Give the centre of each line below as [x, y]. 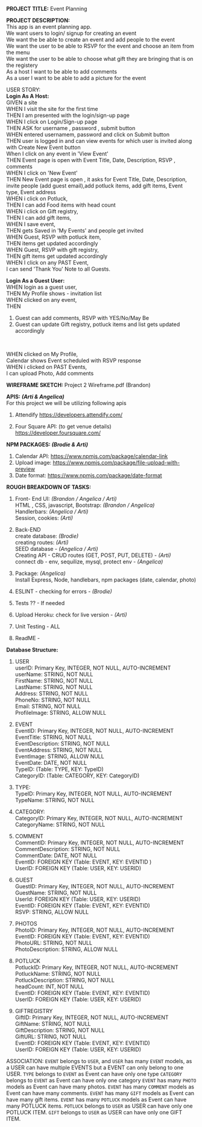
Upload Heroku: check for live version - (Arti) [71, 615]
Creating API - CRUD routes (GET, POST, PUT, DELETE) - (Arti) [93, 555]
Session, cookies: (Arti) [44, 518]
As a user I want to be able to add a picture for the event [76, 78]
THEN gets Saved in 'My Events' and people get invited [75, 231]
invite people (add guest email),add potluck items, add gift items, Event [94, 186]
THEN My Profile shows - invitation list [54, 294]
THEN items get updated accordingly [52, 243]
